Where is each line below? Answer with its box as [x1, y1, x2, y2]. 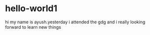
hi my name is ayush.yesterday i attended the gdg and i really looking [5, 19, 146, 25]
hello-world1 [5, 3, 58, 14]
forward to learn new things [5, 24, 61, 30]
